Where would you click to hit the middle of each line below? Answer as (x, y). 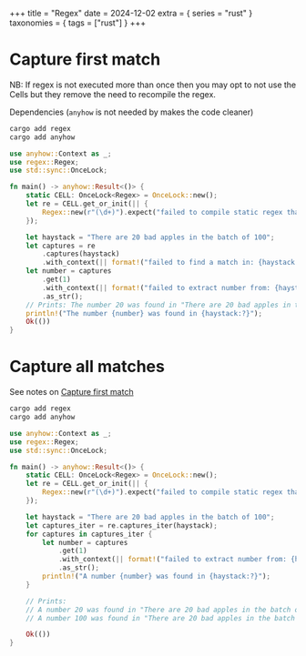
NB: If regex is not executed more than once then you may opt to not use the (153, 85)
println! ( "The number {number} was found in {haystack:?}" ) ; (144, 313)
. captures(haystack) (81, 254)
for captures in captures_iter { (89, 534)
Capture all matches (87, 367)
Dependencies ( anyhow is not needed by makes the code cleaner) (132, 112)
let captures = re (61, 246)
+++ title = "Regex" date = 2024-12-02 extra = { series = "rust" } (131, 13)
